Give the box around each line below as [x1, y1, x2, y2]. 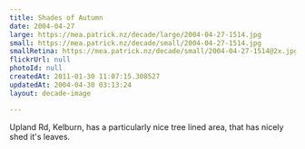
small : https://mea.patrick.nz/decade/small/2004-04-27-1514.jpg [9, 38, 261, 48]
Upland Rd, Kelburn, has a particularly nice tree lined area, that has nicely [9, 121, 284, 132]
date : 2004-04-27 [9, 22, 75, 31]
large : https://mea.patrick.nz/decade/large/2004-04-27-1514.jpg [9, 30, 261, 39]
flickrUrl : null [9, 55, 71, 64]
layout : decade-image [9, 88, 92, 98]
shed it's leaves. [9, 131, 71, 142]
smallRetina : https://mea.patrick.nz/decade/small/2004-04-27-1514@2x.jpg [9, 47, 299, 56]
